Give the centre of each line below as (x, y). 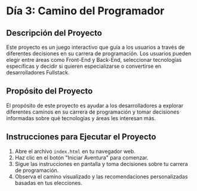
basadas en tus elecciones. (48, 183)
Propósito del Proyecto (50, 91)
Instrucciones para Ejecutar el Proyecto (81, 137)
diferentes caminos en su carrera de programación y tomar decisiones (93, 112)
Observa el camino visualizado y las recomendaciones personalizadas (101, 176)
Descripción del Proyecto (54, 33)
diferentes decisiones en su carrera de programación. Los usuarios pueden (99, 54)
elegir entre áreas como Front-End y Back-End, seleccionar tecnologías (94, 60)
